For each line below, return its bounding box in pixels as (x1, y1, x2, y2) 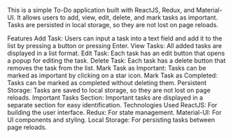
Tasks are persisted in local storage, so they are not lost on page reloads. (7, 21, 219, 29)
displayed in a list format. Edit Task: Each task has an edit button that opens (7, 49, 225, 57)
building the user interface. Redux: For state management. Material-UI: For (7, 108, 222, 116)
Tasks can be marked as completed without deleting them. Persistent (7, 79, 207, 86)
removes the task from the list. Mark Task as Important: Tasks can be (7, 64, 206, 72)
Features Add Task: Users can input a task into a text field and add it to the (7, 34, 223, 43)
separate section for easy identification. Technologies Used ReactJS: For (7, 101, 218, 109)
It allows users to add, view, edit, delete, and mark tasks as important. (17, 13, 218, 22)
